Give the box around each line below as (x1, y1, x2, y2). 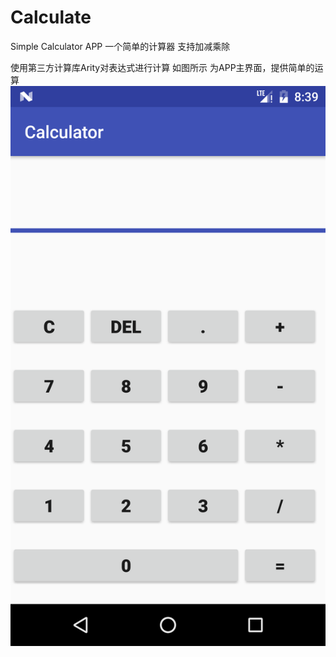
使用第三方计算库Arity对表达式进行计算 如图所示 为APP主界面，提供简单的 (10, 61, 315, 73)
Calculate (10, 6, 92, 29)
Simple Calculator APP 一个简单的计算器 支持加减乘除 (10, 40, 231, 52)
